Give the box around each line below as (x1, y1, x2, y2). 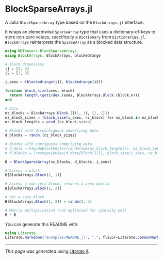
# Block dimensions (5, 62, 45, 66)
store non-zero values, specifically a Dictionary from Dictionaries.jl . (5, 34, 147, 40)
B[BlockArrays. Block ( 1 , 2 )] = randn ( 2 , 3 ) (5, 199, 92, 204)
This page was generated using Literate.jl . (5, 248, 90, 254)
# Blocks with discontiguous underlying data (5, 129, 98, 133)
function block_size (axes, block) (5, 88, 75, 93)
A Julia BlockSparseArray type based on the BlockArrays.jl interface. (5, 19, 144, 25)
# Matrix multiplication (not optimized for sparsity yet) (5, 208, 127, 213)
